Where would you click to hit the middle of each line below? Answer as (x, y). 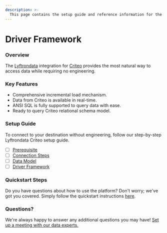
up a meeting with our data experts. (42, 225)
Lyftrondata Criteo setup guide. (37, 140)
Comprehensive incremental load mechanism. (60, 95)
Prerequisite (25, 149)
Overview (17, 54)
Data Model (24, 161)
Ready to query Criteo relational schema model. (61, 111)
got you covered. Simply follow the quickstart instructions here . (70, 196)
